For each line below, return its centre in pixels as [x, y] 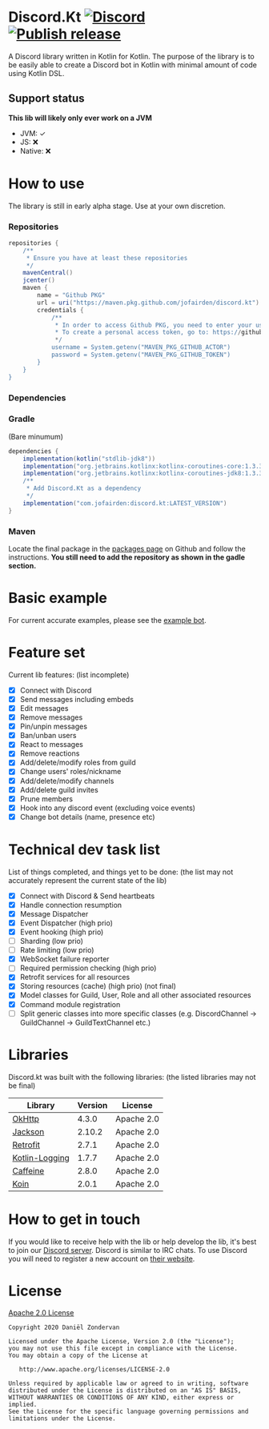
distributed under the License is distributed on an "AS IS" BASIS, [125, 1391]
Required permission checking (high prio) [88, 968]
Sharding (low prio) [52, 941]
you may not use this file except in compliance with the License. [123, 1349]
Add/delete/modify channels [67, 781]
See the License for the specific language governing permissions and [128, 1412]
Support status [47, 99]
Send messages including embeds [77, 699]
